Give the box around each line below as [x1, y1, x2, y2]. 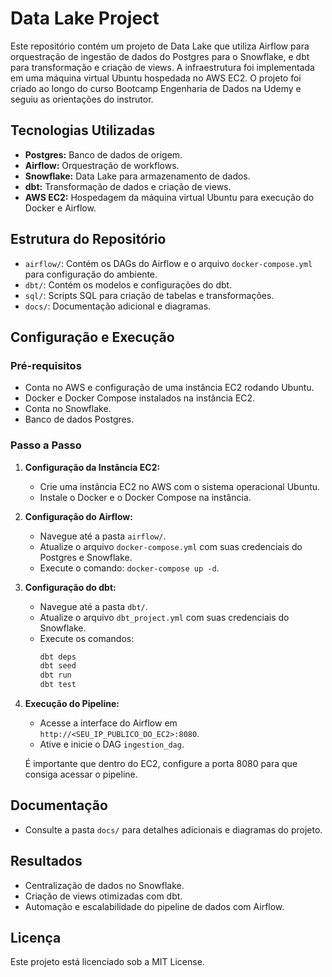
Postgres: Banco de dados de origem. [24, 148, 183, 161]
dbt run [39, 670, 72, 681]
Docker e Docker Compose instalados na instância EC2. [24, 392, 256, 404]
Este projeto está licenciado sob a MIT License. [10, 956, 205, 968]
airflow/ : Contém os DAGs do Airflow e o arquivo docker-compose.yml [24, 257, 313, 269]
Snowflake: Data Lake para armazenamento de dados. [24, 170, 251, 182]
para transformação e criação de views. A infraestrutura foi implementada [10, 61, 315, 73]
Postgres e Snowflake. [39, 551, 133, 563]
